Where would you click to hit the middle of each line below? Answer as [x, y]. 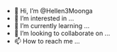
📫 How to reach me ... [47, 41]
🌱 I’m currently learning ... [52, 26]
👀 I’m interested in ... [44, 18]
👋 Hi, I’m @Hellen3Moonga [54, 11]
